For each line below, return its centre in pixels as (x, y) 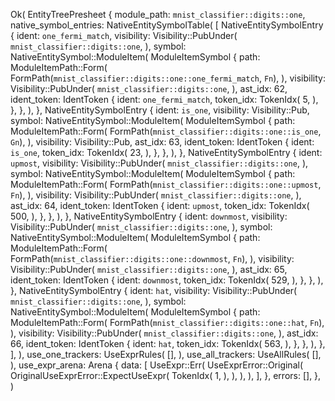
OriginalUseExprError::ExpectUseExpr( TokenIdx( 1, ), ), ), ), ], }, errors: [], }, (166, 375)
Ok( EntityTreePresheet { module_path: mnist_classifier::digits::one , (158, 14)
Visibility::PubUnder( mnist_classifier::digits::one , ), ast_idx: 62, (149, 88)
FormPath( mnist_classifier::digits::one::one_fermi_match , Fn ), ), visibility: (168, 78)
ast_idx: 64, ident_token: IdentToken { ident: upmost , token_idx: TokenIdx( (160, 205)
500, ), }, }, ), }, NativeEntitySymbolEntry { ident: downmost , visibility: (149, 216)
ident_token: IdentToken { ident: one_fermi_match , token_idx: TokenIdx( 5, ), (164, 99)
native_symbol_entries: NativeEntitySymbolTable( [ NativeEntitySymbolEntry (167, 25)
